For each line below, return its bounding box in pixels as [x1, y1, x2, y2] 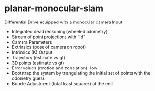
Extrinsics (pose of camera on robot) [11, 44, 86, 50]
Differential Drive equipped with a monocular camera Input [4, 19, 123, 25]
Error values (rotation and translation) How [11, 65, 98, 71]
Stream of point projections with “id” [11, 34, 85, 40]
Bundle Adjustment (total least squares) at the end [11, 80, 113, 86]
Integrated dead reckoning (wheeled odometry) [11, 28, 108, 34]
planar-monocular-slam [4, 3, 104, 14]
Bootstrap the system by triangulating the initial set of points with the [11, 70, 151, 76]
